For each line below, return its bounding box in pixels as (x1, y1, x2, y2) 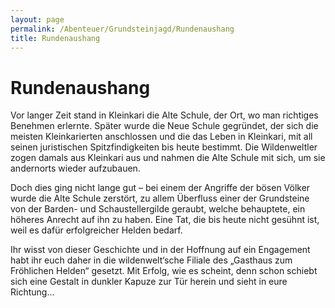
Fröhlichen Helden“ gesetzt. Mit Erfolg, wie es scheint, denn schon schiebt (10, 265, 318, 277)
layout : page (10, 14, 65, 25)
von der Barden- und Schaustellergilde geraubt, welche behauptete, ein (10, 203, 306, 215)
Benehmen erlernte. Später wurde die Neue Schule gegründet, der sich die (10, 120, 319, 132)
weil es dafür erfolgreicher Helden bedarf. (10, 224, 183, 236)
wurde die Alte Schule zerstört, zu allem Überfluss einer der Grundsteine (10, 192, 310, 205)
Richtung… (10, 286, 55, 298)
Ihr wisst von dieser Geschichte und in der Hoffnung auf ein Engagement (10, 244, 311, 256)
